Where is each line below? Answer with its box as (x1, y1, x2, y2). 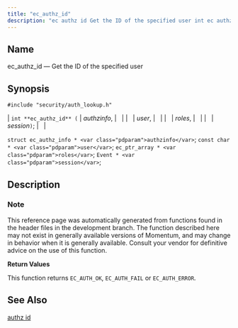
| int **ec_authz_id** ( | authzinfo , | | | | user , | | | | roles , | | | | (7, 114, 214, 123)
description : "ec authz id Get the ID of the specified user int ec (7, 17, 214, 24)
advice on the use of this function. (7, 246, 108, 254)
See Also (7, 294, 47, 306)
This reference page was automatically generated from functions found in (7, 216, 223, 224)
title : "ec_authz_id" (7, 10, 72, 18)
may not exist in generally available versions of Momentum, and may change (7, 231, 231, 239)
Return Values (7, 260, 50, 268)
